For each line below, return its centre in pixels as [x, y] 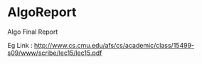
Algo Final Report [33, 32]
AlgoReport [42, 12]
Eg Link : [20, 45]
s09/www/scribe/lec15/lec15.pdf [55, 53]
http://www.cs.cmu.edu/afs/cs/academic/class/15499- [115, 45]
